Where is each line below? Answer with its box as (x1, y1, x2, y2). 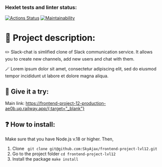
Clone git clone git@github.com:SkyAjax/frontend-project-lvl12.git (12, 145, 158, 151)
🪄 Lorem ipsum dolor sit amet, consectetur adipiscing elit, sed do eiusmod (5, 66, 157, 72)
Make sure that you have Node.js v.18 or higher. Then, (5, 136, 114, 142)
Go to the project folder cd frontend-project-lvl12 (12, 151, 116, 157)
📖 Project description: (5, 33, 96, 43)
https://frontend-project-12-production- (25, 100, 107, 106)
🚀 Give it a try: (5, 87, 49, 96)
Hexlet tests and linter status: (5, 4, 77, 11)
